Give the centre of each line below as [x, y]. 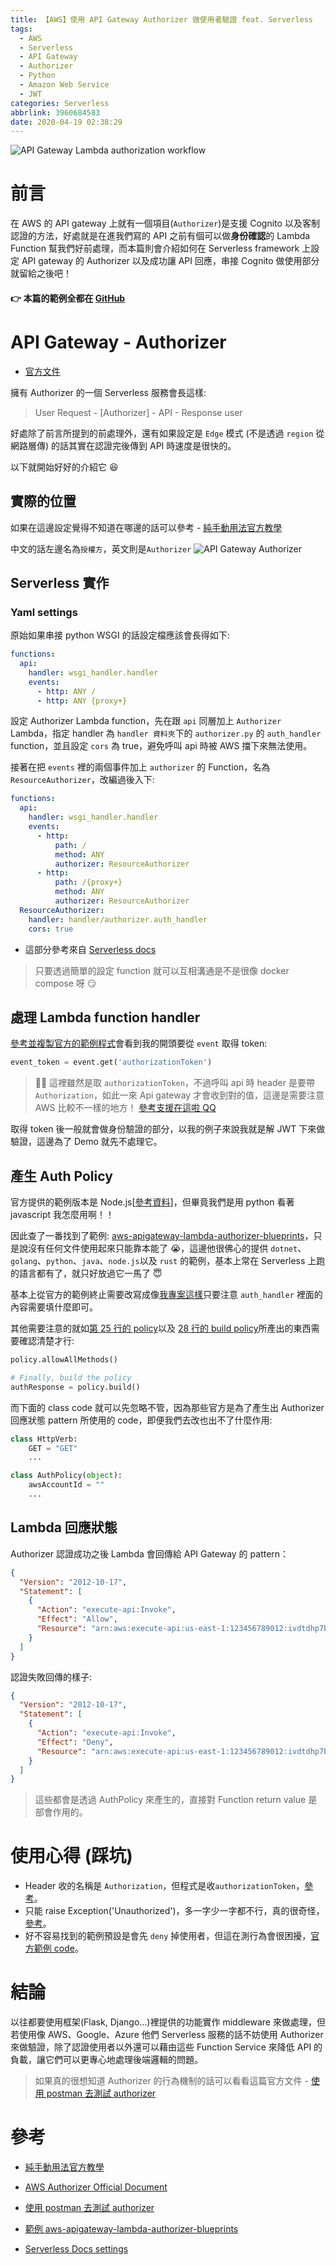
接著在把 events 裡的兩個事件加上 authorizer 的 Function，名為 [140, 767]
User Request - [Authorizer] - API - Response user [138, 412]
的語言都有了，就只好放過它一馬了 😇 [86, 1273]
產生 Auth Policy [61, 1176]
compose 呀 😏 [65, 983]
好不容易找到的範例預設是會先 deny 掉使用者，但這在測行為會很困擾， [168, 1936]
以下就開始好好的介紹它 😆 [64, 467]
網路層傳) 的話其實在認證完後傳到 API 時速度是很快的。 [123, 445]
